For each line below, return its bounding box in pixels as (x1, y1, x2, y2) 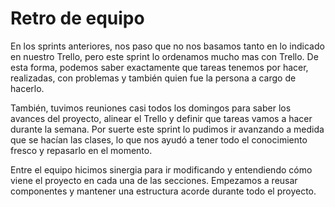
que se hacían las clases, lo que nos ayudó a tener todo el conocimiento (10, 133, 308, 146)
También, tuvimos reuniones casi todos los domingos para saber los (10, 102, 292, 114)
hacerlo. (10, 82, 45, 94)
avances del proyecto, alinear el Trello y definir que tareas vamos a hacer (10, 112, 313, 124)
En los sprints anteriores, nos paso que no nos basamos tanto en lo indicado (10, 40, 325, 52)
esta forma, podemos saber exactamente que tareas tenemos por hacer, (10, 61, 309, 73)
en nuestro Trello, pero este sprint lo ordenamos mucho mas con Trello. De (10, 50, 319, 62)
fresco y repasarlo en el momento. (10, 144, 153, 156)
